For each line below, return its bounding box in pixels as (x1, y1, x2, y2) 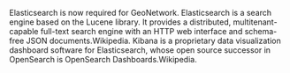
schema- (244, 26, 278, 36)
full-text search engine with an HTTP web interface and (40, 26, 243, 36)
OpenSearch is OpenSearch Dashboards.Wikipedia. (9, 55, 197, 64)
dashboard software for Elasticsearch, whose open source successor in (9, 45, 271, 55)
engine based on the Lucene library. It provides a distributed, (9, 17, 232, 27)
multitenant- (233, 17, 278, 27)
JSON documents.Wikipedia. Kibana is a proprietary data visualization (26, 35, 281, 46)
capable (9, 26, 39, 36)
